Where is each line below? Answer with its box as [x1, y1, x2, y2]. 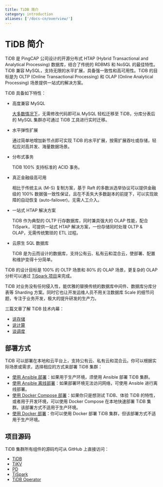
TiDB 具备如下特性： [5, 90, 46, 96]
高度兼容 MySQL [12, 101, 45, 106]
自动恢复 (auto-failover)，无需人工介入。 [20, 197, 102, 203]
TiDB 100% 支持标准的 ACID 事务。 [12, 164, 83, 170]
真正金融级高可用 [12, 174, 47, 180]
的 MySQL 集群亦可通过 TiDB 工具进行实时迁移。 [12, 117, 110, 123]
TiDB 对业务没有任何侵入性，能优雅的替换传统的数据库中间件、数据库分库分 [5, 283, 157, 289]
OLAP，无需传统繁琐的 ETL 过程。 [12, 230, 81, 236]
